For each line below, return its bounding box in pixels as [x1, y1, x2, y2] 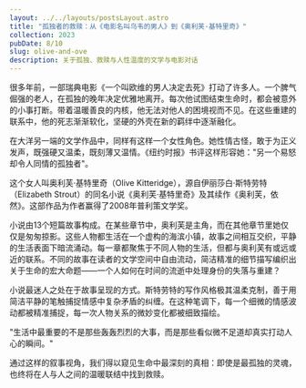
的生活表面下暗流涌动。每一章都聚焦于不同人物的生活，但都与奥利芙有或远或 [9, 242, 297, 253]
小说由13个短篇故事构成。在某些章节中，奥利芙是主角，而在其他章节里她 [9, 220, 281, 230]
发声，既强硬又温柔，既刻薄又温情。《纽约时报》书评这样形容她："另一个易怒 [9, 147, 297, 158]
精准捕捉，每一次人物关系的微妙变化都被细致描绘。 [33, 307, 225, 318]
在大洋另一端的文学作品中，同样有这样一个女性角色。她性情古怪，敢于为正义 [9, 136, 297, 146]
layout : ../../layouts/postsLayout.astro [9, 13, 169, 23]
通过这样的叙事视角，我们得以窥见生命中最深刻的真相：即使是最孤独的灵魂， [9, 357, 297, 368]
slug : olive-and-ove [9, 47, 88, 56]
